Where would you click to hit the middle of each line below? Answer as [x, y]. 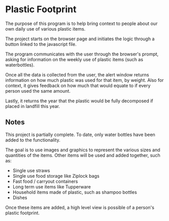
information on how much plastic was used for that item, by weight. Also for [84, 80]
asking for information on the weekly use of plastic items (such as [74, 59]
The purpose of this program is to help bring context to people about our [81, 23]
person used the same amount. [38, 91]
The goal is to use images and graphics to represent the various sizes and [83, 150]
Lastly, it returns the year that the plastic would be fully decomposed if [79, 101]
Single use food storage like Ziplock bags [56, 176]
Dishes [20, 198]
